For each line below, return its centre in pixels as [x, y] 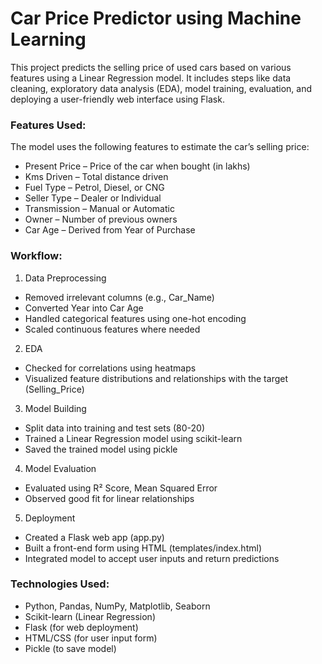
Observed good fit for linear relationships [109, 498]
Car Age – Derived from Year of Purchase [110, 230]
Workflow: [36, 256]
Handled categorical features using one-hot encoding [135, 318]
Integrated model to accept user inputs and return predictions [152, 558]
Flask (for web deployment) [81, 627]
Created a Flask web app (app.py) [94, 537]
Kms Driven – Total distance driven [96, 177]
